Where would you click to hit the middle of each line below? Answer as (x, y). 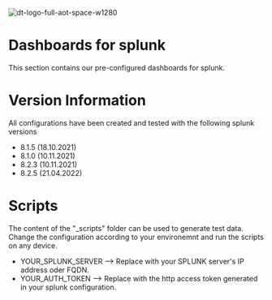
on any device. (33, 245)
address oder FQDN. (54, 270)
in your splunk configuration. (68, 287)
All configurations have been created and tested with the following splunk (132, 122)
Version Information (77, 101)
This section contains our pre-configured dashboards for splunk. (117, 67)
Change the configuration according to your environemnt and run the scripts (136, 237)
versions (23, 131)
